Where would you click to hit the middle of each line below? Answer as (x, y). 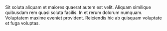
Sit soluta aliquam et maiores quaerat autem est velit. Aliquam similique (78, 7)
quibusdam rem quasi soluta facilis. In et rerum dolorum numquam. (74, 12)
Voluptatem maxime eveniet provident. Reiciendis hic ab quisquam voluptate (83, 18)
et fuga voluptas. (22, 23)
